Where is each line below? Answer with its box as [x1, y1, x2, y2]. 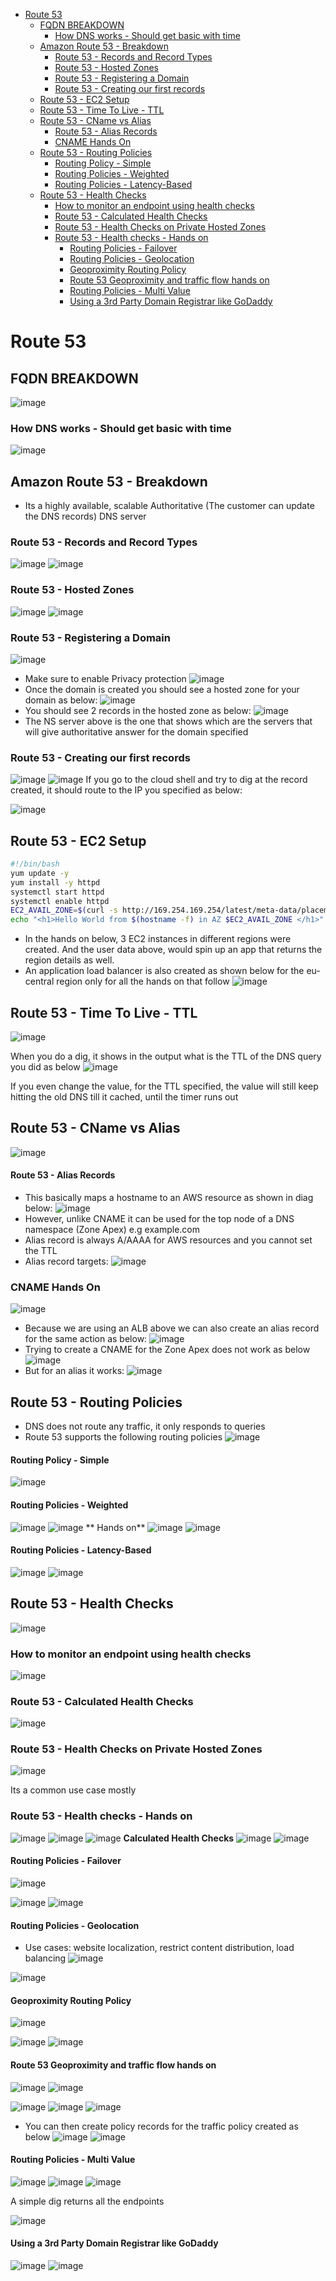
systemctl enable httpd [10, 896, 110, 906]
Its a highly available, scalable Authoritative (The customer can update [24, 500, 315, 512]
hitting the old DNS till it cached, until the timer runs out [10, 1091, 239, 1103]
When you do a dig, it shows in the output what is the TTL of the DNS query [10, 1050, 322, 1063]
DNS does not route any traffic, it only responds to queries [24, 1420, 266, 1433]
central [24, 975, 55, 988]
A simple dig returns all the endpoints [10, 2195, 165, 2207]
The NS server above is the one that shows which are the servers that [24, 715, 313, 727]
